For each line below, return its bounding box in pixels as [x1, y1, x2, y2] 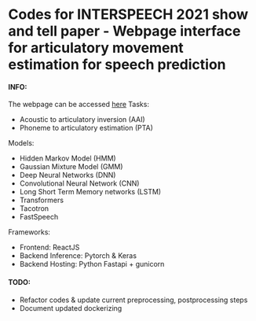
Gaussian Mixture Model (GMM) [19, 162, 123, 172]
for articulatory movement [8, 39, 185, 57]
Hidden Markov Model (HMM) [19, 153, 116, 163]
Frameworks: [8, 227, 51, 237]
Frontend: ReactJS [19, 242, 80, 253]
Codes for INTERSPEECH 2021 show [8, 6, 249, 24]
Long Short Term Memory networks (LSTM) [19, 187, 162, 197]
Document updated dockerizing [19, 303, 123, 312]
